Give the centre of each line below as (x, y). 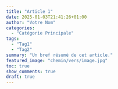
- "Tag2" (22, 50)
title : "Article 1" (30, 11)
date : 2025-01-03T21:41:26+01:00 (47, 17)
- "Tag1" (22, 44)
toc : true (18, 66)
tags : (12, 39)
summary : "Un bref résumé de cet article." (60, 55)
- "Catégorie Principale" (43, 33)
